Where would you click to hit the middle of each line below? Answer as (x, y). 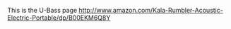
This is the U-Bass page (42, 10)
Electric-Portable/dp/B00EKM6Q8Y (59, 18)
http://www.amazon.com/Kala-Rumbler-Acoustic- (151, 10)
